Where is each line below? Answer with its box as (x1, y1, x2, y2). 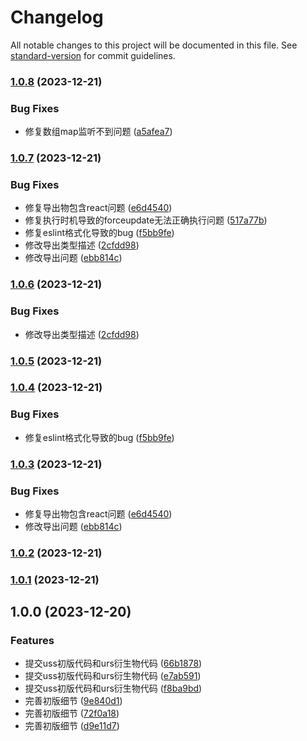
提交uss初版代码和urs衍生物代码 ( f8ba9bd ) (24, 682, 203, 695)
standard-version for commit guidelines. (10, 49, 176, 61)
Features (10, 634, 55, 648)
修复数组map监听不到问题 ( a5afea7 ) (24, 126, 173, 138)
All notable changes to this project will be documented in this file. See (10, 39, 298, 51)
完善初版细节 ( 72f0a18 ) (24, 707, 120, 720)
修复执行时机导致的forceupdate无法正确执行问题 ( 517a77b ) (24, 214, 268, 226)
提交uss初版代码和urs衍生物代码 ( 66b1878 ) (24, 657, 203, 670)
